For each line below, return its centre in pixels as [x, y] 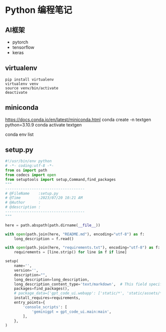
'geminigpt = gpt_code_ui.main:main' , [71, 312]
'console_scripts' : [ [45, 307]
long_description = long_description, [52, 280]
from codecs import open [31, 175]
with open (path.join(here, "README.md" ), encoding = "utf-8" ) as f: [75, 234]
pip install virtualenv [30, 80]
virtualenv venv [22, 84]
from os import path [26, 170]
